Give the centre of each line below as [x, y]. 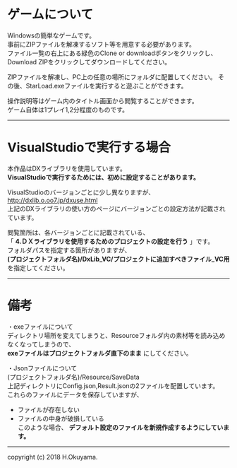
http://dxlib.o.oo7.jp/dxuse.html [53, 200]
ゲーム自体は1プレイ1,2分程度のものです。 [68, 110]
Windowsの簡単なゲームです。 [51, 35]
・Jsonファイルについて [42, 368]
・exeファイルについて [40, 327]
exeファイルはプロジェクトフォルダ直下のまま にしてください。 [100, 353]
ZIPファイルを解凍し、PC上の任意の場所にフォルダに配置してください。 [112, 77]
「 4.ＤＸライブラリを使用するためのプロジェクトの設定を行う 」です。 [111, 241]
